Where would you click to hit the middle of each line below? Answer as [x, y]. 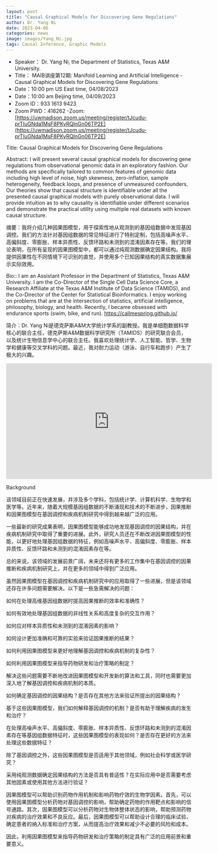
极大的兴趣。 [21, 355]
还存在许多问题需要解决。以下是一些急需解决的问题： [71, 588]
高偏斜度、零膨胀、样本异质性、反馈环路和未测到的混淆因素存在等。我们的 [96, 242]
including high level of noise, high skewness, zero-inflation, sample [87, 177]
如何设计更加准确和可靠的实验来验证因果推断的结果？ [71, 638]
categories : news [27, 33]
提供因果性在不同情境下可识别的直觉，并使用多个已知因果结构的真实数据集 [96, 257]
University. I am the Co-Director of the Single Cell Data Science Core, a [92, 282]
